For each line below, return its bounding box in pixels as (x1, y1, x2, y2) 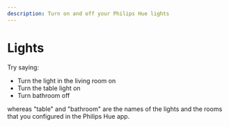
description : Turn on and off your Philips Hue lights (7, 10, 170, 17)
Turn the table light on (17, 84, 81, 92)
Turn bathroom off (17, 91, 70, 99)
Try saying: (7, 63, 40, 71)
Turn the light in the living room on (17, 76, 116, 85)
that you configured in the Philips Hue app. (7, 112, 130, 120)
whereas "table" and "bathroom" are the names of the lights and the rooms (7, 105, 223, 113)
